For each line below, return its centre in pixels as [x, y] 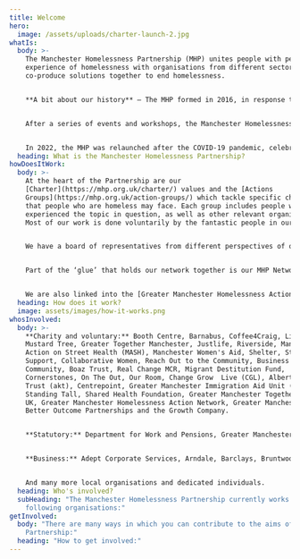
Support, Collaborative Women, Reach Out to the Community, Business [158, 361]
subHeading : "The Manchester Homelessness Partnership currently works [154, 499]
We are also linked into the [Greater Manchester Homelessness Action [159, 295]
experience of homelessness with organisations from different [146, 68]
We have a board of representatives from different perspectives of [155, 247]
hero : [19, 26]
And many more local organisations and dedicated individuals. [146, 483]
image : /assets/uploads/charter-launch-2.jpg [104, 34]
